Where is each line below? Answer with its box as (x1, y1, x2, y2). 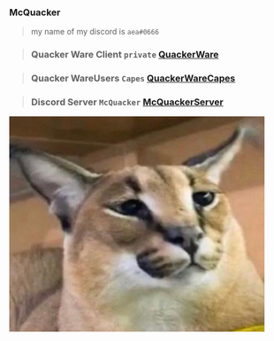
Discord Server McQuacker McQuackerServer (30, 96, 224, 108)
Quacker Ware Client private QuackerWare (30, 49, 219, 61)
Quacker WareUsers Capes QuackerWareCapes (30, 73, 236, 85)
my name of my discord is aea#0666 (30, 27, 159, 37)
